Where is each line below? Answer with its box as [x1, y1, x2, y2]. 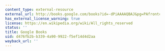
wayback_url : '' [5, 39, 38, 44]
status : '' [5, 25, 27, 30]
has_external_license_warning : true [5, 16, 80, 21]
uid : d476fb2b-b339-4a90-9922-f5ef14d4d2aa [5, 34, 96, 39]
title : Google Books [5, 30, 48, 34]
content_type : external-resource [5, 7, 74, 12]
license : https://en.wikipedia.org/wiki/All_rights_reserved [5, 20, 133, 26]
